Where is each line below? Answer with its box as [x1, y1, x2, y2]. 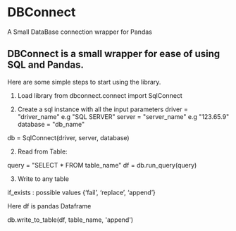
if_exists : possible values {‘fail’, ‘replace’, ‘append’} [7, 188, 156, 196]
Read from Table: [17, 147, 68, 156]
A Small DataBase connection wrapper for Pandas [7, 27, 153, 36]
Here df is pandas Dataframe [7, 201, 92, 210]
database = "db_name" [17, 120, 85, 128]
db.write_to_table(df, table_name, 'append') [7, 216, 134, 224]
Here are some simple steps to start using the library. [7, 77, 161, 86]
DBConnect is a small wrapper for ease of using [7, 48, 221, 60]
